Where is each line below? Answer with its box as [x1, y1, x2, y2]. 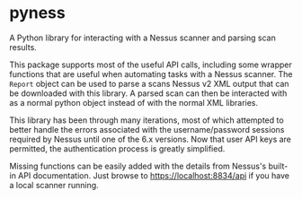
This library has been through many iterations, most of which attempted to [9, 115, 285, 125]
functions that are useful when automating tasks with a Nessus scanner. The [9, 68, 293, 79]
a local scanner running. [9, 179, 99, 190]
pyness [9, 3, 66, 23]
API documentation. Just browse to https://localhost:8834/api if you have [17, 169, 290, 181]
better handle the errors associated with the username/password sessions [9, 124, 285, 134]
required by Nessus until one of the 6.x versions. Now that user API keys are [9, 134, 292, 144]
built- [268, 160, 289, 171]
